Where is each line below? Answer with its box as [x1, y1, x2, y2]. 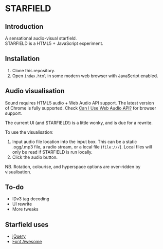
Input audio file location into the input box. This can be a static [12, 139, 137, 145]
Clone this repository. [12, 67, 55, 73]
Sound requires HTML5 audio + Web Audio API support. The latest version [5, 100, 154, 105]
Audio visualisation [5, 87, 65, 95]
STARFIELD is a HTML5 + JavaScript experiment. [5, 41, 104, 46]
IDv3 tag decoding [12, 196, 50, 202]
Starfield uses [5, 220, 49, 228]
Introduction [5, 22, 44, 31]
